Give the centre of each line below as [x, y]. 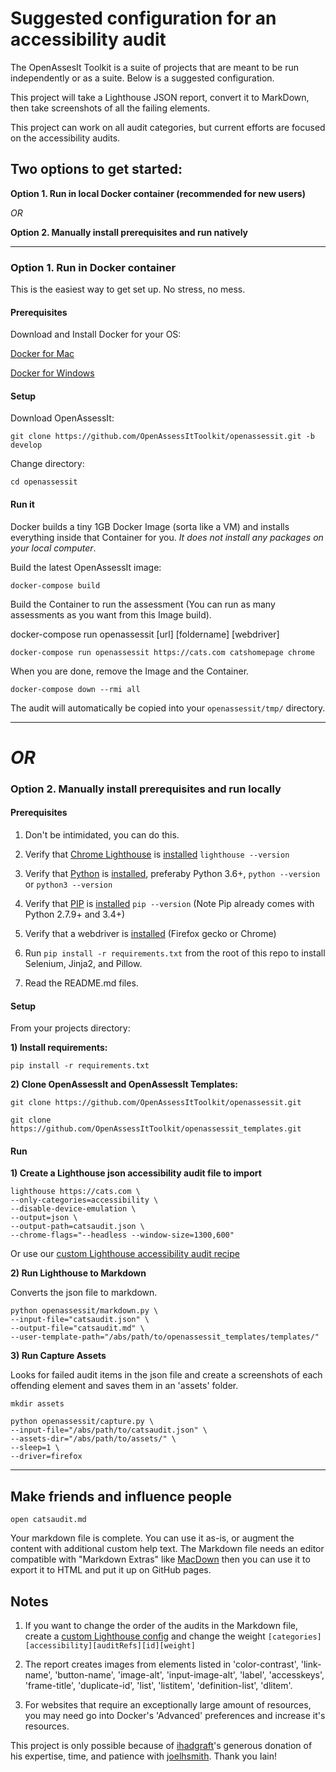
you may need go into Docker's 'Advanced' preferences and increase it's [175, 1715]
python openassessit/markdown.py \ [84, 1311]
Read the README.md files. [81, 983]
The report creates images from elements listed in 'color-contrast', [161, 1664]
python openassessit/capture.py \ [82, 1422]
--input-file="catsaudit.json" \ [80, 1320]
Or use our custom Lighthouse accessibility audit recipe [125, 1254]
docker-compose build [55, 585]
